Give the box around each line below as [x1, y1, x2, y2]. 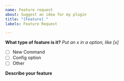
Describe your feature [5, 70, 52, 76]
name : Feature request [5, 7, 53, 12]
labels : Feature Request [5, 21, 57, 26]
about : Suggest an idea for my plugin [5, 12, 87, 17]
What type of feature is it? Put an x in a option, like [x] [5, 39, 119, 45]
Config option [12, 54, 41, 60]
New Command [12, 49, 45, 55]
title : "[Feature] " [5, 16, 49, 21]
